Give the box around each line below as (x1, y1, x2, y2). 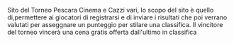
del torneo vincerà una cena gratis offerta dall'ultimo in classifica (7, 28, 197, 36)
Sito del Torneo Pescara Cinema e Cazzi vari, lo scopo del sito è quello (7, 6, 214, 14)
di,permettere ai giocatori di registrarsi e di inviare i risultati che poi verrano (7, 13, 228, 21)
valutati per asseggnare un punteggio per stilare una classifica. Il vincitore (7, 21, 223, 28)
